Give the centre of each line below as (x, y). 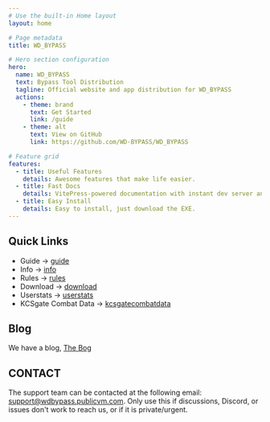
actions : (30, 97)
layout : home (30, 23)
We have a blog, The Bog (50, 348)
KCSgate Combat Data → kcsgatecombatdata (95, 303)
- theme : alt (45, 127)
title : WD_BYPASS (37, 45)
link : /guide (51, 120)
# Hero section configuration (59, 60)
